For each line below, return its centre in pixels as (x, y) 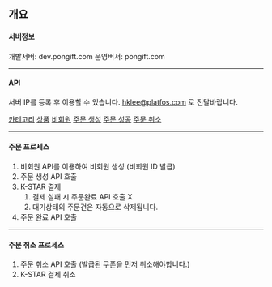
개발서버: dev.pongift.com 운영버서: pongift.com (87, 56)
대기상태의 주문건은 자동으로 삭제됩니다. (95, 207)
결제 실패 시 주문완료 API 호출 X (82, 197)
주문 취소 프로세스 (36, 245)
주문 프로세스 (29, 147)
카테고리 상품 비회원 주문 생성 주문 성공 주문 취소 (85, 119)
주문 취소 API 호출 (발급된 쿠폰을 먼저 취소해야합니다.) (105, 264)
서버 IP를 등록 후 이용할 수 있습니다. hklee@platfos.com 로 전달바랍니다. (123, 102)
